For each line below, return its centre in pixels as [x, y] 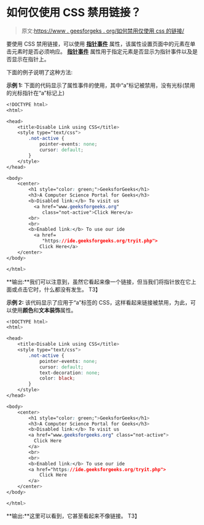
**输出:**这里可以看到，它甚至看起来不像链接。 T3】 [73, 516]
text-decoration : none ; [69, 373]
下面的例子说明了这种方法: [40, 72]
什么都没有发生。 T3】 [73, 289]
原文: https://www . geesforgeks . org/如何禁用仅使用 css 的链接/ [103, 31]
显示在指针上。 [30, 59]
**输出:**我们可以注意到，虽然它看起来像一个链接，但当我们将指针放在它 [99, 282]
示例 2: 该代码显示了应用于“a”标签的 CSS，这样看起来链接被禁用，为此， [98, 302]
